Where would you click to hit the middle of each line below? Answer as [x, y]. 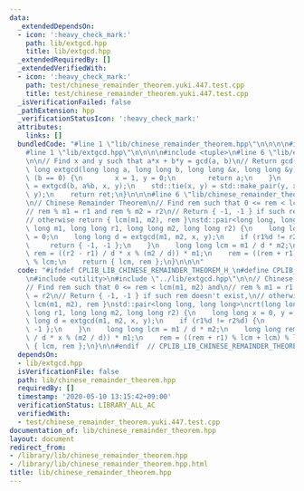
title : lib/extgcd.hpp [68, 52]
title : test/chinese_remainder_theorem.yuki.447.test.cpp [137, 93]
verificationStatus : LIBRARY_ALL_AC [86, 405]
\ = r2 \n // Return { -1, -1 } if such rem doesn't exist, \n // [145, 295]
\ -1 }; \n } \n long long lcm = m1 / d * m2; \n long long [153, 330]
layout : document [42, 439]
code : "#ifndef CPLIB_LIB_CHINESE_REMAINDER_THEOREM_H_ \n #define [143, 271]
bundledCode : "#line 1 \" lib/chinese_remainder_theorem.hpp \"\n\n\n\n [153, 144]
